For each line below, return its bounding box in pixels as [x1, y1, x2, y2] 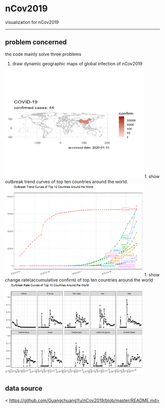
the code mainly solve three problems [5, 51, 82, 57]
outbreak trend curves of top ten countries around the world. [5, 178, 128, 184]
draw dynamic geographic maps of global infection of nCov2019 [12, 60, 142, 66]
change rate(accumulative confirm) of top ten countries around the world [5, 277, 153, 283]
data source [5, 384, 43, 393]
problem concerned [5, 38, 67, 47]
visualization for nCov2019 [5, 19, 59, 25]
